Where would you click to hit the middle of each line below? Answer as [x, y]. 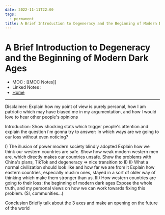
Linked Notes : [27, 87]
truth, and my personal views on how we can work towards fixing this [75, 188]
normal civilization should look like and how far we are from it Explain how [80, 167]
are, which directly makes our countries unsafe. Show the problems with [78, 157]
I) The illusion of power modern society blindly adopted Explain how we [77, 147]
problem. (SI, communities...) [34, 193]
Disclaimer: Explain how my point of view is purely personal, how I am [76, 107]
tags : [11, 14]
